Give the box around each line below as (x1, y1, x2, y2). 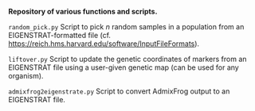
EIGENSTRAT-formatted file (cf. (8, 31, 112, 40)
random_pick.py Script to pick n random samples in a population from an (8, 22, 245, 31)
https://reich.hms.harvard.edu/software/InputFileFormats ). (8, 39, 200, 48)
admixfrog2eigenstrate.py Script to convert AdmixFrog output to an (8, 86, 230, 96)
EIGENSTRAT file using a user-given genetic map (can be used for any (8, 63, 239, 72)
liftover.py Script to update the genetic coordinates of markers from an (8, 55, 247, 63)
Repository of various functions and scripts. (8, 7, 158, 16)
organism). (8, 71, 44, 80)
